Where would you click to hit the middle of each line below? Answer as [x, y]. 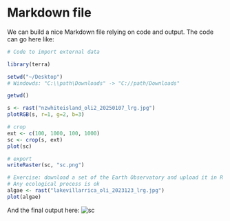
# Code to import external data [53, 52]
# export [20, 159]
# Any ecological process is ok [53, 184]
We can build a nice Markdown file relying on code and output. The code [111, 32]
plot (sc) [20, 146]
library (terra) [29, 64]
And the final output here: [43, 210]
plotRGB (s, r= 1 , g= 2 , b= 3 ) [46, 115]
